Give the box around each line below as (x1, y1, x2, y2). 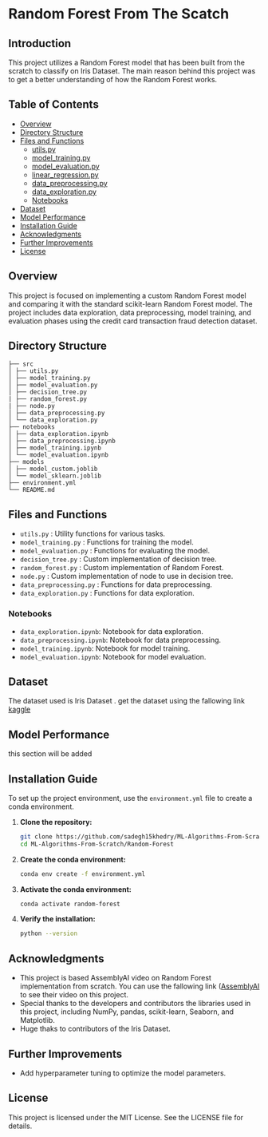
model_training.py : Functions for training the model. (19, 537, 194, 547)
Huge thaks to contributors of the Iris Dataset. (19, 1024, 171, 1034)
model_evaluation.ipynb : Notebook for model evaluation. (19, 652, 207, 661)
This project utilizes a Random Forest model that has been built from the (8, 57, 246, 67)
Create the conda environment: (19, 854, 126, 864)
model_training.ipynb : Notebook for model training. (19, 644, 191, 653)
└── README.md (8, 486, 56, 494)
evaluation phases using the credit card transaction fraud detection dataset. (8, 316, 258, 326)
